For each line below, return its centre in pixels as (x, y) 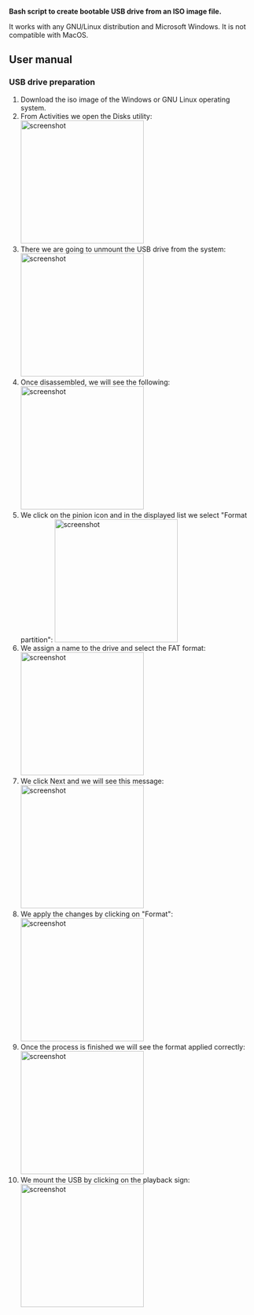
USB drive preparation (52, 82)
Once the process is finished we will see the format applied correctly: (133, 1046)
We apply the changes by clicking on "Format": (97, 914)
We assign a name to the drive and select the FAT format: (113, 648)
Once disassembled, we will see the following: (95, 382)
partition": (37, 639)
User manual (41, 59)
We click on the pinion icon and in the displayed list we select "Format (134, 514)
